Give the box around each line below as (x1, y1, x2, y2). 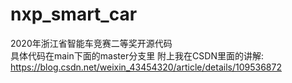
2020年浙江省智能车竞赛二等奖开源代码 (10, 37, 173, 49)
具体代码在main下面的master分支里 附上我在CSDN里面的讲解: (10, 49, 265, 62)
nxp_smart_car (10, 3, 138, 26)
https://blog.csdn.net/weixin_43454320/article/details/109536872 (10, 61, 282, 73)
